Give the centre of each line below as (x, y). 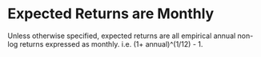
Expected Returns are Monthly (111, 14)
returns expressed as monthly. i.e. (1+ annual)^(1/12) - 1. (111, 44)
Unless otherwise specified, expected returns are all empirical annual (122, 36)
